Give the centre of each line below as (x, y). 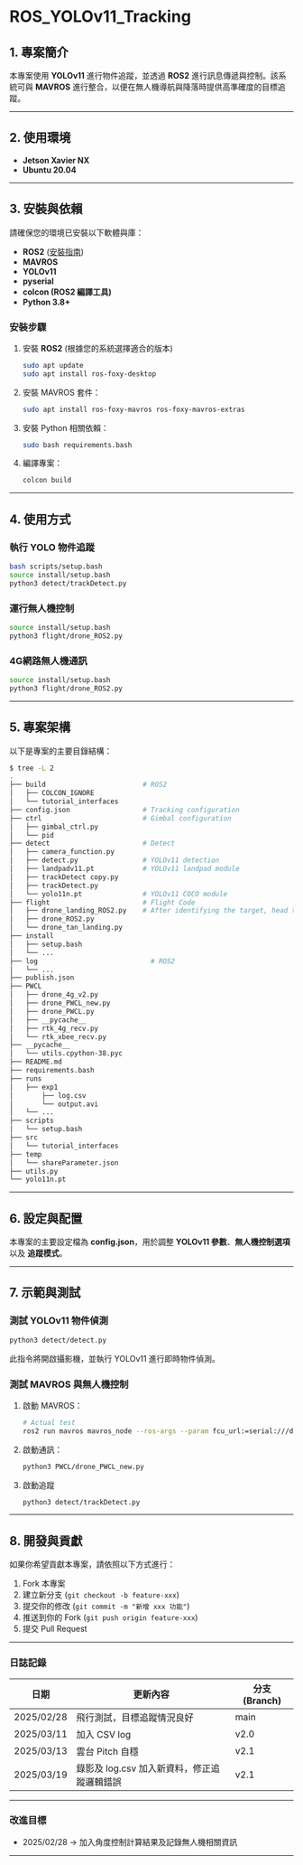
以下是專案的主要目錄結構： (61, 751)
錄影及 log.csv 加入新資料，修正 (144, 1768)
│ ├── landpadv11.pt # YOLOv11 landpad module (125, 869)
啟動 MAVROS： (52, 1405)
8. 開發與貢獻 (46, 1541)
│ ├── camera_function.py (62, 852)
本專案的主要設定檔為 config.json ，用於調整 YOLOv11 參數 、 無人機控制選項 (150, 1242)
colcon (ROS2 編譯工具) (67, 292)
